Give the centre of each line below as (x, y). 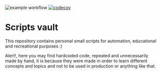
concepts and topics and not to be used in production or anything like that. (80, 66)
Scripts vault (32, 27)
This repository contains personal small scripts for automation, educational (81, 41)
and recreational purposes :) (34, 46)
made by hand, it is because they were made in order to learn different (76, 61)
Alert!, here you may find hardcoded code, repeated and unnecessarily (77, 55)
